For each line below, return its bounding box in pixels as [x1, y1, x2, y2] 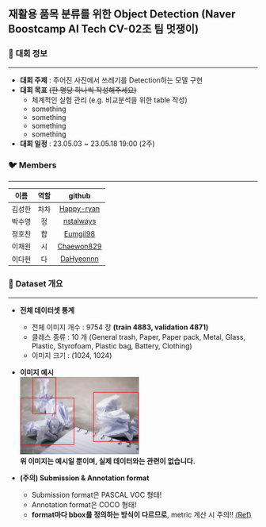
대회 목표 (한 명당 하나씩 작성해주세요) [19, 85, 137, 94]
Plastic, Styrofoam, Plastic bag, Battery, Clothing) [31, 340, 192, 351]
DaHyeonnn [60, 254, 99, 263]
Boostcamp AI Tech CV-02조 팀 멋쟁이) [8, 22, 199, 36]
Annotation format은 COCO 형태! [31, 499, 137, 510]
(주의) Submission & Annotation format [19, 473, 150, 483]
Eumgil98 [63, 229, 96, 238]
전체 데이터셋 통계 [19, 305, 75, 315]
